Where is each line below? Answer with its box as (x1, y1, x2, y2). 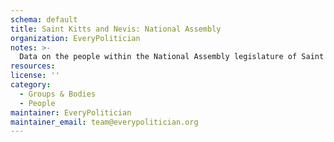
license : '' (10, 71, 60, 81)
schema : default (10, 14, 78, 25)
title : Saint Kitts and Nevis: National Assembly (10, 24, 222, 34)
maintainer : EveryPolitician (10, 107, 132, 118)
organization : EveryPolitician (10, 33, 141, 43)
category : (10, 80, 52, 90)
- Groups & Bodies (19, 89, 97, 99)
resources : (10, 61, 56, 71)
